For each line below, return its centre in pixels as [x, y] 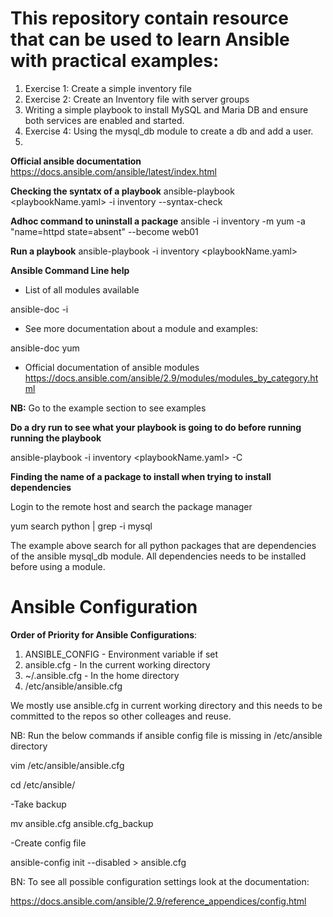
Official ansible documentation [76, 161]
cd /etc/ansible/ [43, 784]
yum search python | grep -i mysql [81, 526]
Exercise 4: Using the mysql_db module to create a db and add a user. [169, 131]
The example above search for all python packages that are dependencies [163, 545]
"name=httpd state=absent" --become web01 [104, 231]
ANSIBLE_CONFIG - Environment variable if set [121, 654]
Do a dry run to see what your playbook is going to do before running [156, 427]
